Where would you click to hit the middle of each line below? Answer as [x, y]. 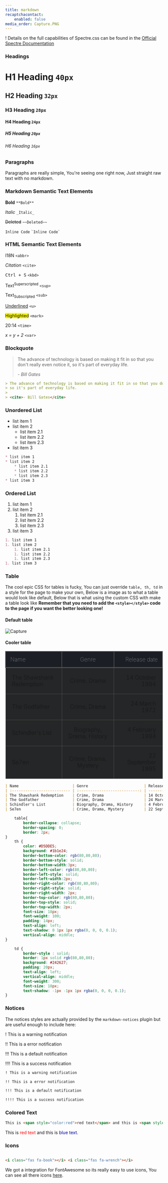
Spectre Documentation [30, 44]
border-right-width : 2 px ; [50, 893]
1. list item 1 [21, 540]
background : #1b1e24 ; [46, 851]
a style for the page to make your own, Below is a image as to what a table [82, 592]
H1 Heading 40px [39, 77]
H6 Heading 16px [23, 146]
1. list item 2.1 [32, 549]
